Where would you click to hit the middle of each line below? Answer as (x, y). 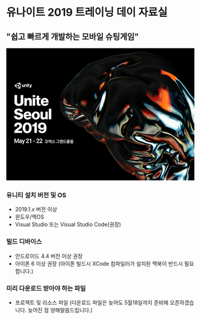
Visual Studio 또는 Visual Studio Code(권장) (68, 225)
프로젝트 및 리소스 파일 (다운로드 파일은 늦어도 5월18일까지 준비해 (91, 302)
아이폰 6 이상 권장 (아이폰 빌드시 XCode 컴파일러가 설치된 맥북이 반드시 (99, 263)
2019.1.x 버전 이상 (36, 210)
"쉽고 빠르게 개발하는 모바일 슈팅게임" (73, 37)
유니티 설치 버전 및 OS (36, 195)
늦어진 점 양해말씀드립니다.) (60, 310)
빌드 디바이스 (24, 242)
